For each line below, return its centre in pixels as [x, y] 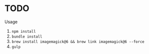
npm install [24, 31]
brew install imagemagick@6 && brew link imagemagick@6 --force [78, 41]
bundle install [27, 37]
